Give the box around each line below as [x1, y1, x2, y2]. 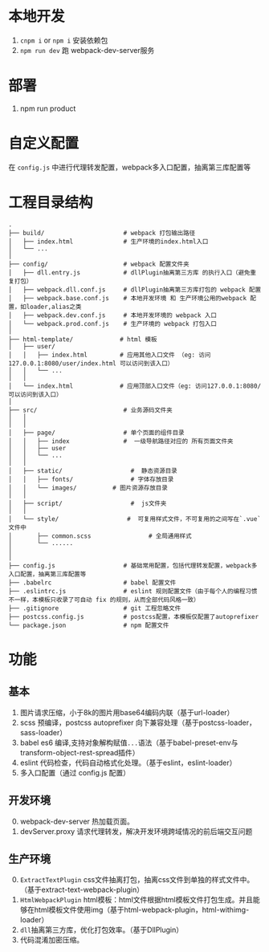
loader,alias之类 [26, 303, 82, 311]
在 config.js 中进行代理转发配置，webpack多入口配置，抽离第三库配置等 [8, 162, 251, 172]
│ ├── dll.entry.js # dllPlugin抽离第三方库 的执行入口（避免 [8, 268, 251, 277]
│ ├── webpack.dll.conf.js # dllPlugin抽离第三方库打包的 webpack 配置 [8, 286, 262, 294]
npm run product [19, 104, 76, 113]
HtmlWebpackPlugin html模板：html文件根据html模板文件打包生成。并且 [19, 895, 253, 905]
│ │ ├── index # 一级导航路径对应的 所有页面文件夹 [8, 437, 234, 445]
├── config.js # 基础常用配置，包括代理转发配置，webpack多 [8, 561, 258, 570]
